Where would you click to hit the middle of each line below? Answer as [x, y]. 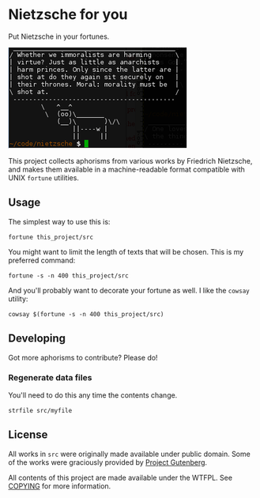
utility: [18, 299]
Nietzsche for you [68, 15]
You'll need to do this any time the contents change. [93, 395]
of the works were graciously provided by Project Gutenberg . [108, 462]
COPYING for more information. [60, 486]
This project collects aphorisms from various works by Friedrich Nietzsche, [130, 160]
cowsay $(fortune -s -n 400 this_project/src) [86, 314]
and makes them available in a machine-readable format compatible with [126, 169]
